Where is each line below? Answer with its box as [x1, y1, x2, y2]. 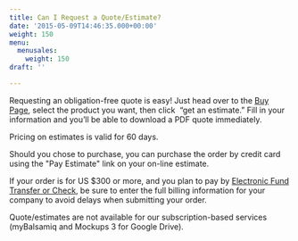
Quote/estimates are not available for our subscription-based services [9, 212, 268, 222]
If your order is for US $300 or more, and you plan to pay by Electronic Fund [9, 175, 290, 186]
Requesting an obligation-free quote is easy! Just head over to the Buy [9, 95, 269, 105]
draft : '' [9, 63, 46, 72]
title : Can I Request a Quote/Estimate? [9, 12, 162, 22]
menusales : [17, 46, 58, 55]
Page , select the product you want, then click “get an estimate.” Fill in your [9, 104, 286, 115]
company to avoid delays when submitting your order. [9, 194, 207, 205]
